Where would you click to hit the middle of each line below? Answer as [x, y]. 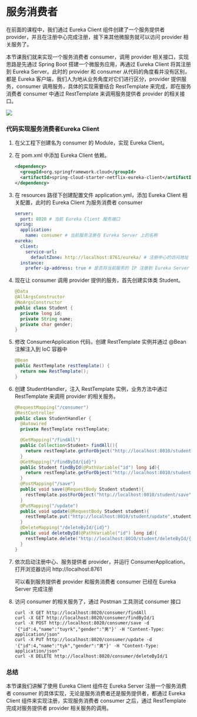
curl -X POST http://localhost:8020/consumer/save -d [82, 623]
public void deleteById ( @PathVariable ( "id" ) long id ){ [89, 533]
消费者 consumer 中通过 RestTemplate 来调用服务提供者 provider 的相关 [93, 93]
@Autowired [34, 424]
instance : [32, 263]
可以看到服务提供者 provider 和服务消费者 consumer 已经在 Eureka [95, 581]
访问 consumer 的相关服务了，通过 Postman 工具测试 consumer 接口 [98, 601]
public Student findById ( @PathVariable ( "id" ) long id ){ [90, 467]
